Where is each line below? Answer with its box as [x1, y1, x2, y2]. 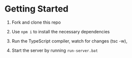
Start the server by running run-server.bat [11, 47, 98, 53]
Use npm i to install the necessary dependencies [11, 29, 110, 34]
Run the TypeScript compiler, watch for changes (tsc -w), [11, 38, 128, 44]
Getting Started [4, 3, 69, 14]
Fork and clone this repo [11, 19, 61, 25]
